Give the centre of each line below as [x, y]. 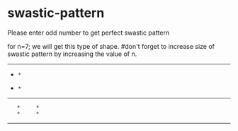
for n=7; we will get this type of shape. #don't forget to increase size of [111, 46]
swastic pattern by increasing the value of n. [72, 54]
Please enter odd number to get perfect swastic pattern [89, 33]
